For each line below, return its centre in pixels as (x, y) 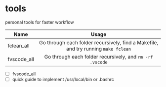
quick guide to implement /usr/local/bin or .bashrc (63, 79)
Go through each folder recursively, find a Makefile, (99, 42)
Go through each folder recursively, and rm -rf (99, 57)
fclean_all (19, 46)
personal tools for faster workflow (40, 22)
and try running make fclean (99, 49)
